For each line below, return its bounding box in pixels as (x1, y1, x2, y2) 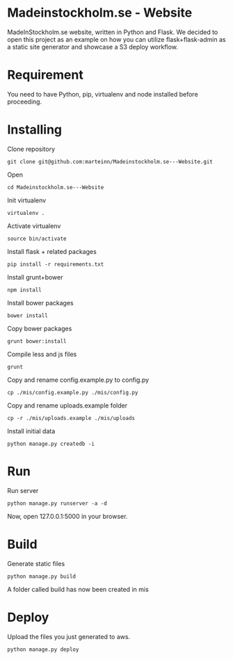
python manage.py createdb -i (7, 440, 95, 447)
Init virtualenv (7, 196, 47, 204)
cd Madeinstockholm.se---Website (7, 184, 104, 191)
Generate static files (7, 559, 65, 568)
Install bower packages (7, 298, 74, 307)
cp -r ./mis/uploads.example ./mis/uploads (7, 414, 136, 421)
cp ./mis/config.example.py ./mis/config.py (7, 389, 138, 396)
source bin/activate (7, 235, 67, 242)
